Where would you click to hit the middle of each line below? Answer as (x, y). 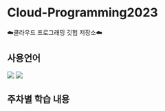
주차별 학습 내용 (38, 100)
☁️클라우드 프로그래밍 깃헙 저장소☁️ (55, 32)
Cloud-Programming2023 (82, 13)
